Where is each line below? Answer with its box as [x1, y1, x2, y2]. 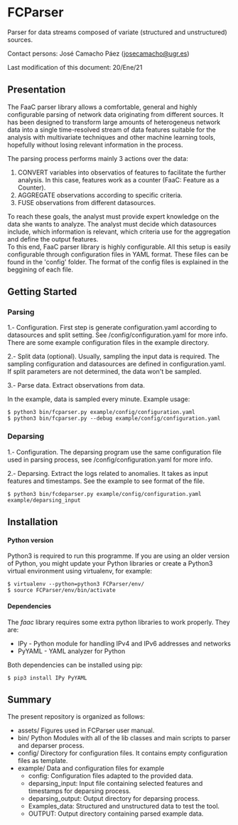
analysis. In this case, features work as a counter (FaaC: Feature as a [17, 175, 220, 184]
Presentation [7, 83, 66, 96]
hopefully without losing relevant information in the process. [7, 140, 183, 149]
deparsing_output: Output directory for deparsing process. [28, 794, 200, 803]
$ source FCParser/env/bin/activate [7, 587, 116, 594]
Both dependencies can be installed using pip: [7, 660, 144, 669]
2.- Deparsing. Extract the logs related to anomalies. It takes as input [7, 469, 208, 477]
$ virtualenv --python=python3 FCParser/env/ [7, 581, 144, 588]
